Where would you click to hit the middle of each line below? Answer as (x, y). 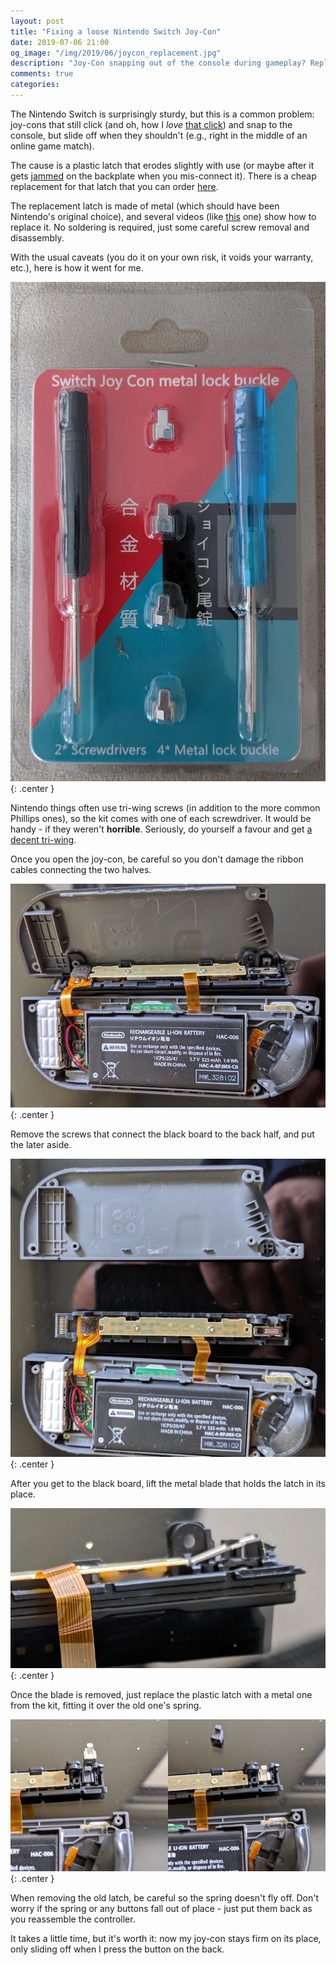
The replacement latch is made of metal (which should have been (145, 206)
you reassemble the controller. (73, 1919)
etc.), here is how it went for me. (77, 267)
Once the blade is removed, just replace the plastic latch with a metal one (161, 1695)
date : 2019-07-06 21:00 (60, 42)
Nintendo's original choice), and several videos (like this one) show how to (163, 216)
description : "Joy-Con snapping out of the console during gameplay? (158, 63)
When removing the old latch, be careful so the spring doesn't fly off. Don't (165, 1897)
